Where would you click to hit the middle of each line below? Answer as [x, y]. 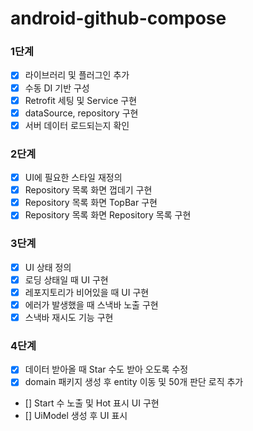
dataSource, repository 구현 [81, 113]
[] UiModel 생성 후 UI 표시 [76, 416]
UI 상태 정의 [48, 267]
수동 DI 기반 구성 [57, 88]
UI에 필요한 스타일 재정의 [73, 178]
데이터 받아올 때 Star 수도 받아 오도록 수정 [106, 369]
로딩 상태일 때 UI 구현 [66, 279]
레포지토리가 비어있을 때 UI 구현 [87, 292]
